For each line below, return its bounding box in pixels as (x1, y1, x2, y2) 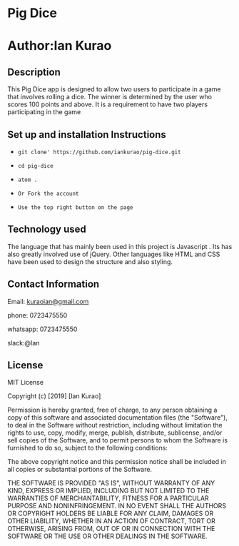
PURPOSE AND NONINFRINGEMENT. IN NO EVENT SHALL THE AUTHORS (7, 502, 227, 510)
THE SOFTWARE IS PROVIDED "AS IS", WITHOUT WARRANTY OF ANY (7, 479, 215, 487)
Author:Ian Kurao (7, 38, 112, 54)
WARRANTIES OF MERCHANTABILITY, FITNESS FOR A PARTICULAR (7, 494, 209, 502)
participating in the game (7, 108, 81, 116)
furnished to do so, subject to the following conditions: (7, 444, 168, 453)
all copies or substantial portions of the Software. (7, 465, 152, 474)
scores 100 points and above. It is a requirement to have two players (7, 100, 208, 108)
